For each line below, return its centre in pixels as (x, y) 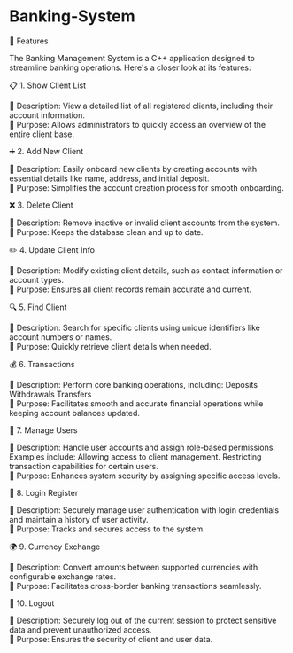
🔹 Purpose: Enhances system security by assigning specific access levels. (145, 476)
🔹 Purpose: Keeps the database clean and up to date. (106, 232)
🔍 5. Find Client (38, 307)
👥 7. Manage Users (43, 430)
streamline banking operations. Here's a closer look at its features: (130, 67)
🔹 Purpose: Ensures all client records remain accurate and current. (131, 289)
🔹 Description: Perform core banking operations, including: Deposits (134, 384)
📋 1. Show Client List (48, 85)
